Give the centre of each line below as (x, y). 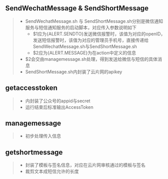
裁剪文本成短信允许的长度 (52, 171)
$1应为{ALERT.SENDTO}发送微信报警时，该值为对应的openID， (99, 34)
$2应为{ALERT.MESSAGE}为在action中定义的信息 (85, 53)
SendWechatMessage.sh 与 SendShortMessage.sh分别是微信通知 (94, 21)
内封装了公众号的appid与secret (58, 101)
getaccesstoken (31, 88)
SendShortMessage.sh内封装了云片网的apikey (74, 72)
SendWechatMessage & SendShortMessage (77, 8)
